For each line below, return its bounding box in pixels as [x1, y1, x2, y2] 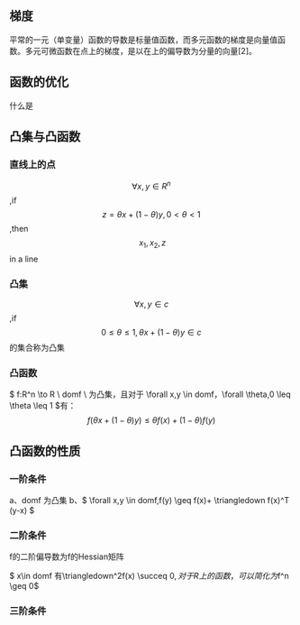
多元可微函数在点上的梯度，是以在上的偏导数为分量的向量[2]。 [24, 45, 257, 56]
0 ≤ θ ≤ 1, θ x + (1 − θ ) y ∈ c [101, 327, 202, 338]
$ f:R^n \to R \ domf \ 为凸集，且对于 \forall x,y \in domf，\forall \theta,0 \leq [9, 389, 291, 400]
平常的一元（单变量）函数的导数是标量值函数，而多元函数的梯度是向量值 [9, 34, 277, 45]
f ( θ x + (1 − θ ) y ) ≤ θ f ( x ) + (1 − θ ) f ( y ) [86, 415, 216, 426]
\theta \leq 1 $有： [9, 400, 77, 411]
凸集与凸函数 [9, 129, 81, 144]
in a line [9, 253, 39, 264]
